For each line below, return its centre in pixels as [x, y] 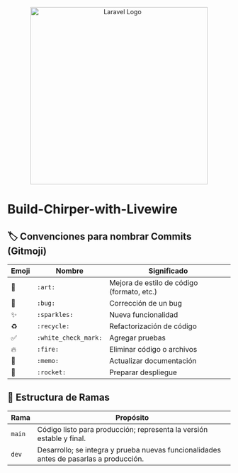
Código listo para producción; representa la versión [123, 429]
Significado [168, 271]
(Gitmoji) [27, 251]
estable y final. [62, 438]
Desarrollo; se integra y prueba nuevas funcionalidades [129, 450]
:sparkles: [55, 315]
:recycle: [53, 326]
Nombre [69, 271]
